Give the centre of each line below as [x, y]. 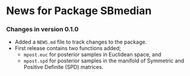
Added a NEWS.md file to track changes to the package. [81, 42]
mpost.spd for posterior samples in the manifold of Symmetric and [104, 61]
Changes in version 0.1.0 [42, 29]
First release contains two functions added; [68, 48]
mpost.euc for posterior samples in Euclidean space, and [92, 55]
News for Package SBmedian [79, 11]
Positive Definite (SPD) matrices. [64, 67]
